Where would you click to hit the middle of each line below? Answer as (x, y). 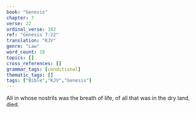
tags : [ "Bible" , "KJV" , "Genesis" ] (49, 80)
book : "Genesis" (27, 12)
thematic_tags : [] (30, 75)
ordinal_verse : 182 (31, 29)
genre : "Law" (23, 47)
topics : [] (20, 58)
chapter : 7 (20, 18)
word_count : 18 (26, 52)
